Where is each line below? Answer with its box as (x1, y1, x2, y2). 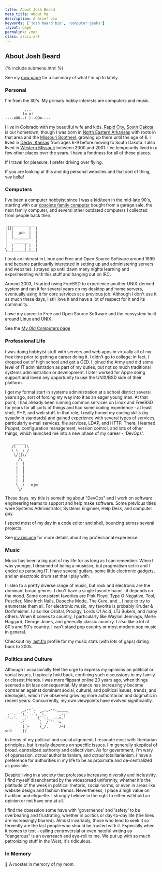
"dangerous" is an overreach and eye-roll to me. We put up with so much (5, 833, 151, 839)
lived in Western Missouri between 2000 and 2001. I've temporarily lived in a (5, 144, 158, 151)
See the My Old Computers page (5, 325, 71, 331)
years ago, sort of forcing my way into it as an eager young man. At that (5, 394, 148, 400)
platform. (5, 379, 23, 385)
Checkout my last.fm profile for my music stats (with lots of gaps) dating (5, 638, 149, 644)
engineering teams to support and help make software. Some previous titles (5, 500, 156, 506)
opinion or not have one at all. (5, 798, 64, 804)
